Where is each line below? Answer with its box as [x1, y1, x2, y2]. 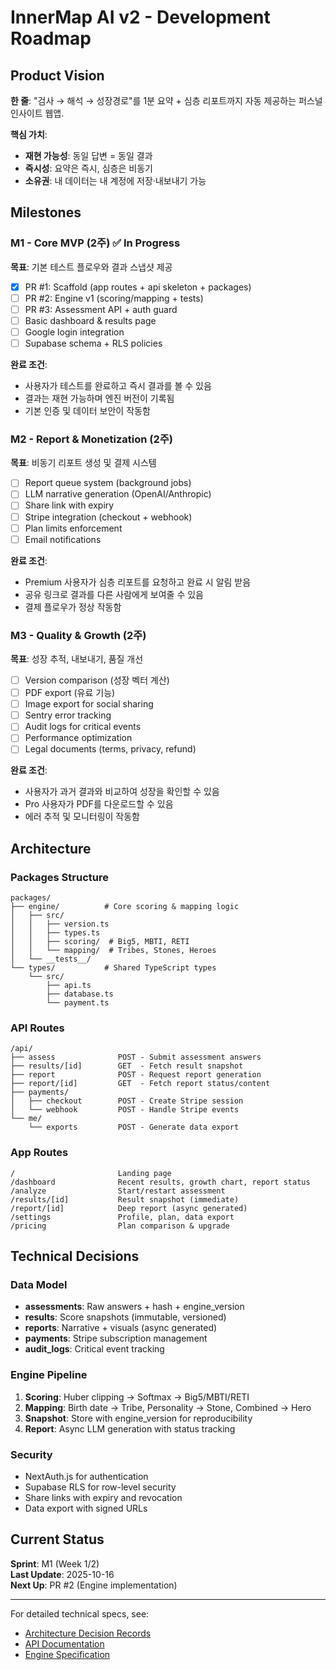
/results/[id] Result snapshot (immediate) [10, 1194, 240, 1205]
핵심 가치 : [10, 129, 48, 140]
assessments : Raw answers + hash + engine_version [24, 1301, 245, 1313]
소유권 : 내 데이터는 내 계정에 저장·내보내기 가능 [24, 175, 207, 186]
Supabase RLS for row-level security [24, 1481, 177, 1493]
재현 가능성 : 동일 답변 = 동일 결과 [24, 150, 153, 161]
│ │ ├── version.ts [10, 919, 110, 930]
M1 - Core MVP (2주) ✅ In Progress [10, 236, 181, 250]
